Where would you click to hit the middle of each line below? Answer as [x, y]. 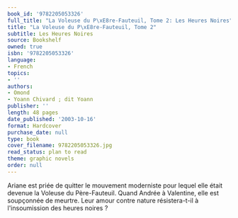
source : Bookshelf [34, 40]
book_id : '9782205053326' [45, 14]
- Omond [19, 93]
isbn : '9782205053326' [41, 54]
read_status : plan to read [47, 152]
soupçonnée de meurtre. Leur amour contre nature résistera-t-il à [103, 200]
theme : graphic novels [41, 159]
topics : [19, 73]
